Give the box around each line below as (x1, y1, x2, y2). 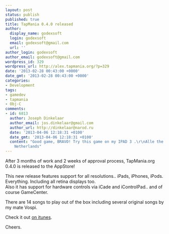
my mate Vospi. (5, 205, 38, 210)
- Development (5, 83, 35, 88)
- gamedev (5, 92, 26, 97)
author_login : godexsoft (5, 50, 58, 55)
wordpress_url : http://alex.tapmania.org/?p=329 (5, 64, 109, 69)
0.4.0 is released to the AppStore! (5, 163, 75, 169)
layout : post (5, 7, 33, 13)
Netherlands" (14, 144, 42, 149)
